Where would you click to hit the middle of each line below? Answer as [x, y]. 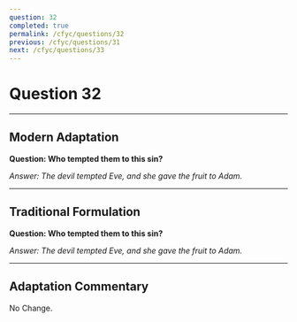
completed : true [39, 26]
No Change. [31, 308]
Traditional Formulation [75, 212]
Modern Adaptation [64, 138]
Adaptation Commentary [79, 287]
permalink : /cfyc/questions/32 [67, 34]
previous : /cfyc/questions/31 [65, 42]
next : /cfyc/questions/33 [57, 50]
